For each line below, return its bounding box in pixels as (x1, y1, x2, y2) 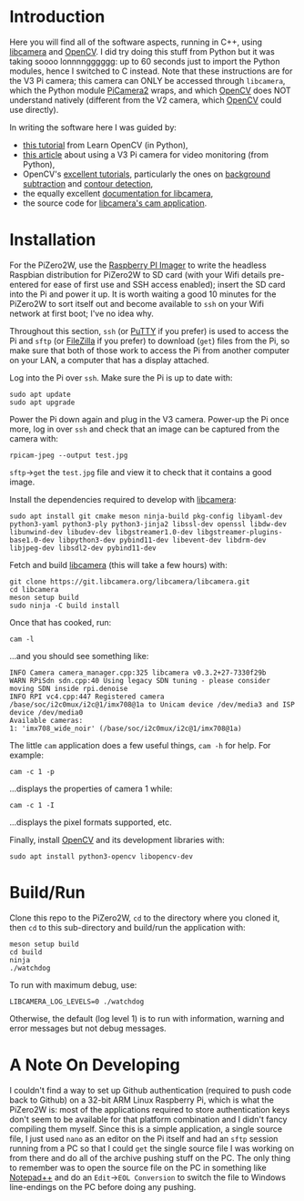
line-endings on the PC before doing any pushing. (9, 1181, 197, 1192)
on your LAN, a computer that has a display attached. (9, 354, 209, 365)
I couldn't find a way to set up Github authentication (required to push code (9, 1084, 292, 1095)
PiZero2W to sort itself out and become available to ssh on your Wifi (9, 298, 264, 309)
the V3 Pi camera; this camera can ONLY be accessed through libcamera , (9, 75, 286, 86)
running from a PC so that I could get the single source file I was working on (9, 1143, 294, 1154)
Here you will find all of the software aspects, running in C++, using (9, 36, 262, 47)
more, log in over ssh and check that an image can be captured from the (9, 423, 280, 434)
